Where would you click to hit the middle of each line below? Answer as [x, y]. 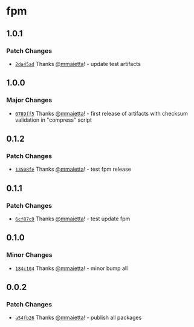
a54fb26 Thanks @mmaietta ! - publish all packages [78, 318]
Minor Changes [29, 255]
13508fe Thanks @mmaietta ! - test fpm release [73, 169]
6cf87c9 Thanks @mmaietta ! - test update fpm [73, 219]
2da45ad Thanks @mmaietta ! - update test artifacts [78, 64]
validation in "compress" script [53, 120]
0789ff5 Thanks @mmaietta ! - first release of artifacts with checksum [102, 113]
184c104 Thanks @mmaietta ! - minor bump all [71, 268]
